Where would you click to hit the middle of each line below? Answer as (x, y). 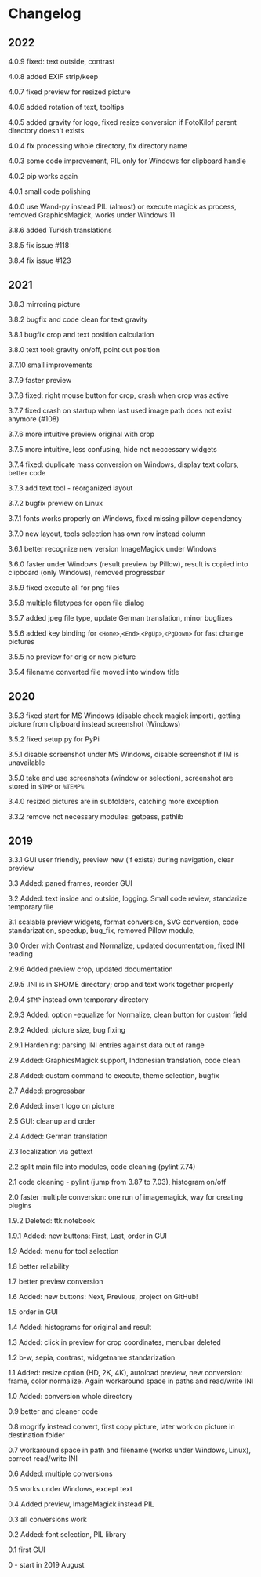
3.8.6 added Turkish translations (60, 230)
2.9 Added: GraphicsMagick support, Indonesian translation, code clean (124, 1061)
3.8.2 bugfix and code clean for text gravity (78, 319)
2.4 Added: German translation (58, 1136)
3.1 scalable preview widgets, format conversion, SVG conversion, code (123, 922)
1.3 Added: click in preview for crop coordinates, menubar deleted (114, 1342)
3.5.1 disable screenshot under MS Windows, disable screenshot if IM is (123, 754)
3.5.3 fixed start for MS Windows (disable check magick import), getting (124, 716)
